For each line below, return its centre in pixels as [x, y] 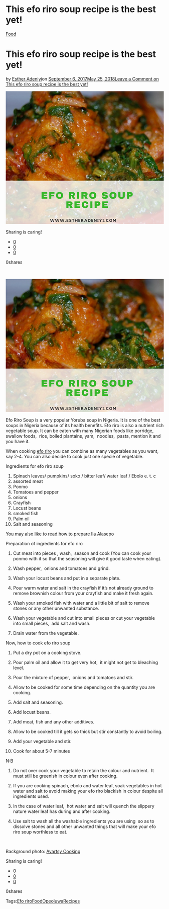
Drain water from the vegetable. [46, 633]
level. [19, 668]
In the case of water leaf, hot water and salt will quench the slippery [83, 806]
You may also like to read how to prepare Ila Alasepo [60, 534]
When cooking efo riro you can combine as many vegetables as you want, [82, 451]
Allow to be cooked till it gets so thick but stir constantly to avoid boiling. [88, 731]
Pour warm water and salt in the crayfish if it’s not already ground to [83, 588]
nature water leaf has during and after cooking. [62, 811]
